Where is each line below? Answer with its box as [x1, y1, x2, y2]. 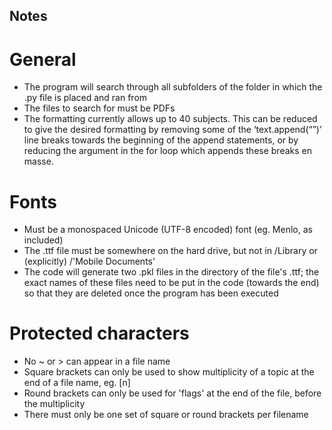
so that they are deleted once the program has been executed [23, 287, 279, 299]
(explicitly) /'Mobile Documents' [23, 255, 156, 268]
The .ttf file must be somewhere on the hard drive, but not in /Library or [23, 245, 318, 257]
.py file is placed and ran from [23, 92, 148, 104]
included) [23, 234, 64, 246]
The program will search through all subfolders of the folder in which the [23, 81, 323, 93]
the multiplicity [23, 398, 86, 410]
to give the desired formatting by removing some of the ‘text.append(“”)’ [23, 124, 322, 136]
